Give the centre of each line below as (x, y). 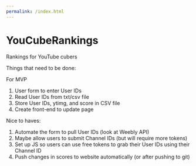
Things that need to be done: (41, 68)
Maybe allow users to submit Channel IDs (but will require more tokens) (101, 138)
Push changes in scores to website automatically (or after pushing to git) (102, 157)
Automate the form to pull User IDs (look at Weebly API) (82, 132)
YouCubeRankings (52, 40)
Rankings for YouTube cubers (42, 57)
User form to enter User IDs (48, 91)
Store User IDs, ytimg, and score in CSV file (67, 103)
